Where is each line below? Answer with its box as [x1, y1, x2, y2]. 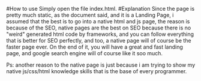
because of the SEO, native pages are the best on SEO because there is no [6, 24, 191, 31]
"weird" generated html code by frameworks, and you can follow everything [6, 31, 194, 38]
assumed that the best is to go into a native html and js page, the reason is [6, 18, 190, 25]
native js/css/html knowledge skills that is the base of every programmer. [6, 68, 187, 74]
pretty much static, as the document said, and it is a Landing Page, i [6, 11, 174, 19]
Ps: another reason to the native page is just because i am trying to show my [6, 61, 196, 68]
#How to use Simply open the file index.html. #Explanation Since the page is [6, 5, 195, 12]
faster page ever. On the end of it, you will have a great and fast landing [6, 43, 183, 50]
